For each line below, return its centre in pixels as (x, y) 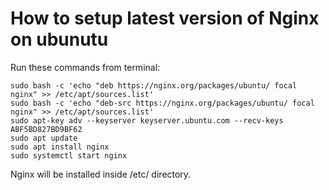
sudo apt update (44, 138)
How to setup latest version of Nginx (165, 18)
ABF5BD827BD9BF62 (46, 129)
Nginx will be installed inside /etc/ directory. (101, 174)
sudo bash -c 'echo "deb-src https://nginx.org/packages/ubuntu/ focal (162, 103)
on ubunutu (59, 39)
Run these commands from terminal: (85, 67)
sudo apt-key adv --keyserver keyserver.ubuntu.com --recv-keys (147, 120)
